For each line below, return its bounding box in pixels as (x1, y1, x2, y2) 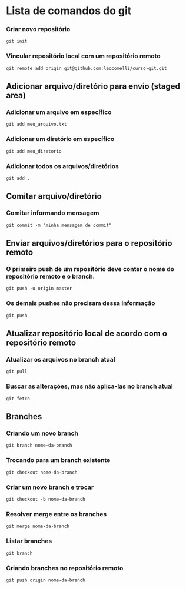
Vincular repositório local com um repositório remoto (6, 52, 161, 60)
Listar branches (6, 537, 52, 545)
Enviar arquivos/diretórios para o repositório (6, 238, 172, 248)
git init (6, 38, 28, 45)
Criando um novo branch (6, 429, 78, 437)
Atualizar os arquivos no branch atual (6, 356, 115, 364)
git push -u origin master (6, 286, 72, 292)
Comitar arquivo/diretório (6, 191, 102, 201)
